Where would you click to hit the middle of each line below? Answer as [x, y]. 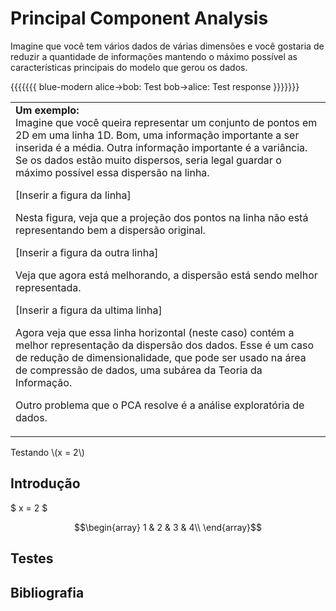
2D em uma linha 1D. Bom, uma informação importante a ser [157, 135]
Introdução [45, 483]
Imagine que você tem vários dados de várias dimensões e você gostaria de [167, 46]
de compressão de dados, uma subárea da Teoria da [139, 370]
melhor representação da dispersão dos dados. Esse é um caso [165, 345]
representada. [48, 287]
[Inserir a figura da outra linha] [87, 252]
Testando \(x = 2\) [47, 452]
